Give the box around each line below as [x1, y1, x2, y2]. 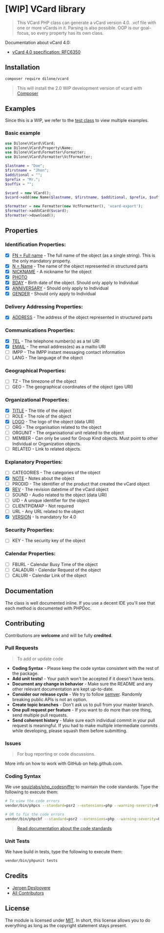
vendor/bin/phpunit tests [5, 859, 58, 863]
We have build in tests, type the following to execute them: [5, 849, 123, 855]
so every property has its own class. [31, 30, 104, 36]
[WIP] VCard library [5, 3, 86, 15]
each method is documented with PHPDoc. [5, 605, 92, 611]
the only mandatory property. [12, 258, 72, 264]
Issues [5, 740, 21, 747]
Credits [5, 872, 28, 880]
